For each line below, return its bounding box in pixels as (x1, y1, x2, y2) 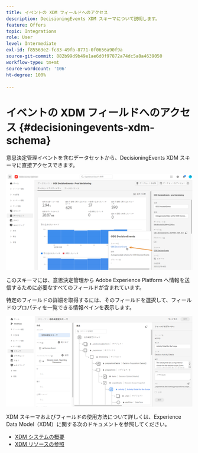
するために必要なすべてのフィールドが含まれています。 (11, 284, 145, 291)
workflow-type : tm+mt (6, 59, 60, 65)
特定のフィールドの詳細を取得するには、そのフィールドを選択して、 (6, 296, 171, 304)
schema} (6, 134, 51, 147)
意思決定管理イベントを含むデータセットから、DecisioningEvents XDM (6, 154, 178, 161)
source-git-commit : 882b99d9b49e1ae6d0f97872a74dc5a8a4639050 (6, 53, 163, 59)
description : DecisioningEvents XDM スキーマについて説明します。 (6, 15, 160, 22)
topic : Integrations (6, 28, 57, 34)
